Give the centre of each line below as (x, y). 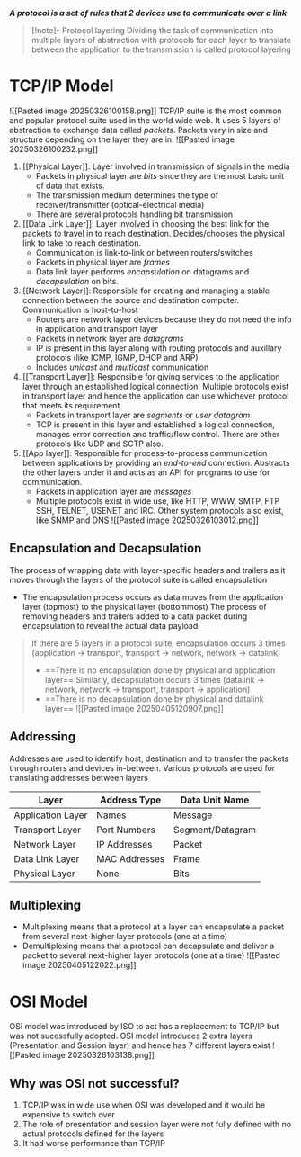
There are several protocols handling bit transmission (134, 214)
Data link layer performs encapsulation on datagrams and (142, 271)
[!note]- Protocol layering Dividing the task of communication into (152, 30)
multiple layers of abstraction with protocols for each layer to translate (161, 40)
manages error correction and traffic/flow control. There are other (158, 434)
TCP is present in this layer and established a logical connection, (155, 424)
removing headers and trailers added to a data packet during (135, 616)
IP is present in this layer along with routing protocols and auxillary (159, 348)
